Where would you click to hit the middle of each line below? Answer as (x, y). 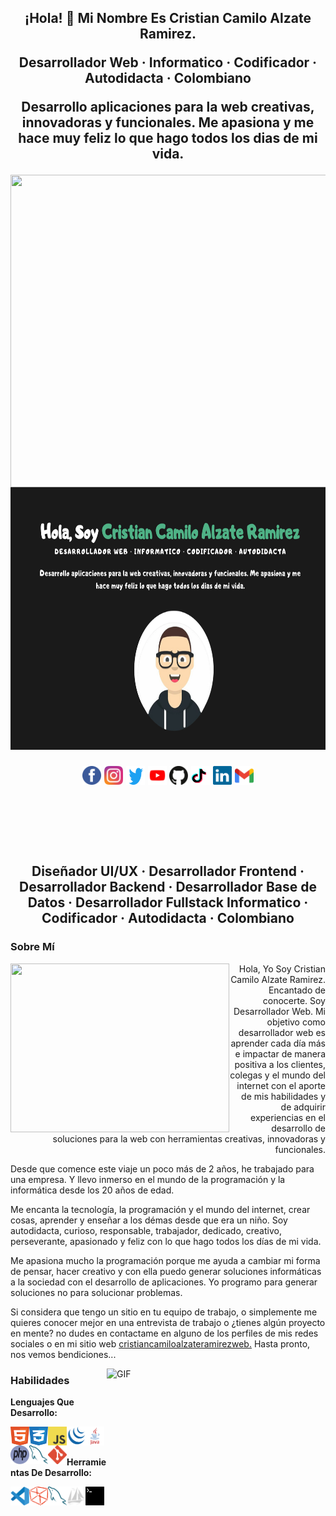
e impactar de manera (280, 1053)
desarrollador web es (282, 1032)
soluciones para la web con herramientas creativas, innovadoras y (189, 1138)
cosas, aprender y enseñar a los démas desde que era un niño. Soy (149, 1220)
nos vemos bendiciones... (63, 1354)
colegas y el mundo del (277, 1075)
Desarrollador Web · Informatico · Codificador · (168, 62)
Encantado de (297, 990)
